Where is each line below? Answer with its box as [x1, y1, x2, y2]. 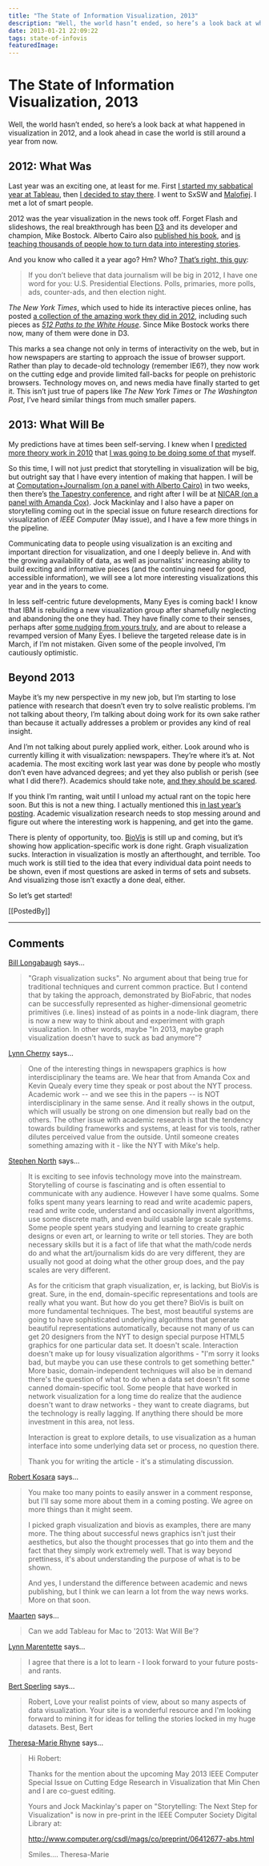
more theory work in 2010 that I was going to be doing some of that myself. [8, 448, 256, 457]
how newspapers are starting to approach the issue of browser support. [8, 352, 246, 361]
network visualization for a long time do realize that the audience [27, 1392, 242, 1401]
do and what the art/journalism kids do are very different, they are [27, 1248, 246, 1258]
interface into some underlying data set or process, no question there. [27, 1441, 259, 1451]
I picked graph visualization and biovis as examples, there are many [27, 1520, 251, 1530]
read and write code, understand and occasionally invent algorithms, [27, 1206, 255, 1215]
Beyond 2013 [8, 671, 75, 685]
